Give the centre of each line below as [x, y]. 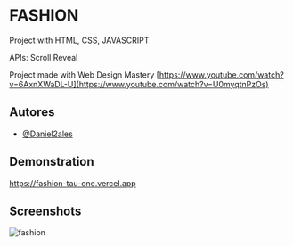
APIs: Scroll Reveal [44, 57]
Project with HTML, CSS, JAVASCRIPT [79, 40]
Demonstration [52, 162]
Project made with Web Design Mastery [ [85, 74]
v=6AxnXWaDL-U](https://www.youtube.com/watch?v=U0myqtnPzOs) [139, 84]
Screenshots [45, 211]
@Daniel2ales [47, 134]
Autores [32, 112]
